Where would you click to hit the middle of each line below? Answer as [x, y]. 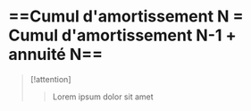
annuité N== [56, 55]
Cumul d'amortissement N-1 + [122, 35]
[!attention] [50, 79]
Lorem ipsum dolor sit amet [103, 97]
